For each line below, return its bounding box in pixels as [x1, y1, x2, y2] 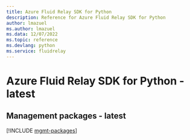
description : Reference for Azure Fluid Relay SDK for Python [6, 14, 166, 21]
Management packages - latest [6, 111, 127, 121]
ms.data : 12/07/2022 [6, 31, 59, 37]
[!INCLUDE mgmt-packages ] [6, 127, 77, 134]
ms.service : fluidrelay [6, 48, 66, 54]
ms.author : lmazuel [6, 25, 55, 32]
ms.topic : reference [6, 37, 59, 43]
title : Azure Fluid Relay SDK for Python [6, 8, 112, 15]
